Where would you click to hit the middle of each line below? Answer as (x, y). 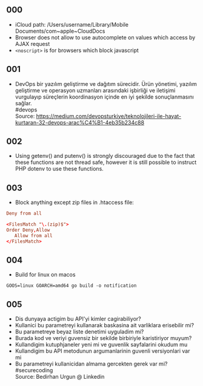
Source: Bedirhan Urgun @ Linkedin (60, 377)
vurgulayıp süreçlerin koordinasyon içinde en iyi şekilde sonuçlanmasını (104, 97)
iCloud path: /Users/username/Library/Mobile (72, 24)
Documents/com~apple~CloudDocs (60, 31)
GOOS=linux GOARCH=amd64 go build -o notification (72, 286)
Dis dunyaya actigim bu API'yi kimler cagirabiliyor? (78, 319)
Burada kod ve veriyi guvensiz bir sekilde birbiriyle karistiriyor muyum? (103, 338)
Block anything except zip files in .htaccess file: (75, 203)
